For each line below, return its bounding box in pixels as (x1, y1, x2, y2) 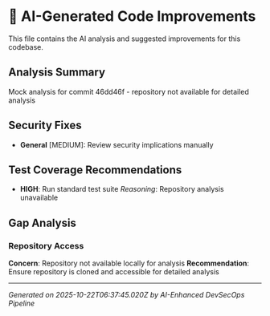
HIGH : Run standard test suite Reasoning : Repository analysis (19, 184, 224, 194)
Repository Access (8, 240, 84, 251)
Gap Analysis (8, 216, 76, 229)
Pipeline (8, 298, 35, 308)
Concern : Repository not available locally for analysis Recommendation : (8, 258, 250, 268)
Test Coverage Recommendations (8, 163, 182, 176)
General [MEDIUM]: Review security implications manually (19, 140, 215, 149)
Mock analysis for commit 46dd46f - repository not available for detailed (8, 87, 249, 96)
